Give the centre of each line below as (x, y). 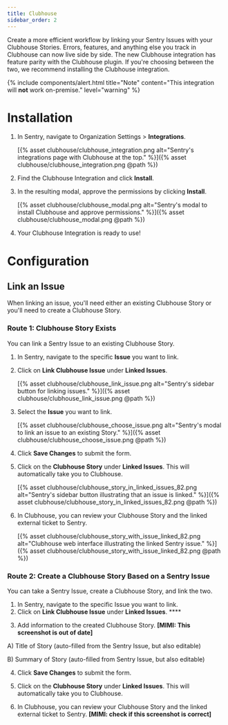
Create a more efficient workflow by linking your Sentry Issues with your (110, 39)
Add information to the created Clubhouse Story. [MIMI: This (104, 625)
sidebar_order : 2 (32, 20)
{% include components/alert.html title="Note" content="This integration (111, 82)
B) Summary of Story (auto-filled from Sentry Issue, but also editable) (106, 659)
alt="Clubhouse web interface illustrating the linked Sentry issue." (111, 543)
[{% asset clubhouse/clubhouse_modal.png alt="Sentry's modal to (112, 205)
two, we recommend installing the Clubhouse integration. (88, 69)
